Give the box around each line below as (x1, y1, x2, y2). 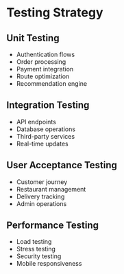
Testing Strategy (6, 5, 103, 21)
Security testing (16, 252, 62, 260)
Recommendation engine (16, 80, 87, 87)
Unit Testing (6, 32, 60, 44)
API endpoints (16, 117, 56, 126)
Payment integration (16, 65, 74, 73)
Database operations (16, 125, 76, 133)
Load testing (16, 238, 52, 246)
